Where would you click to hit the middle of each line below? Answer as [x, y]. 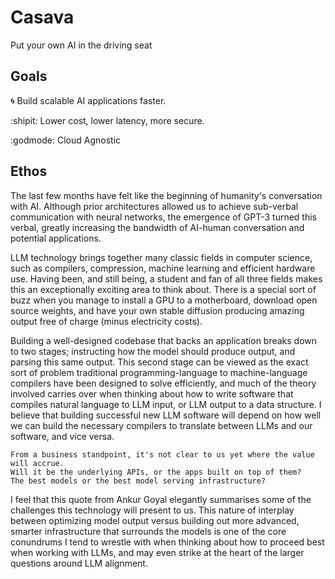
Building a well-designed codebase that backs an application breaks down [164, 340]
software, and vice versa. [62, 436]
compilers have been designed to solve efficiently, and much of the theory [163, 383]
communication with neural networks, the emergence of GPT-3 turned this [163, 217]
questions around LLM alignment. [79, 563]
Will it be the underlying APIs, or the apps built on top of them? [156, 472]
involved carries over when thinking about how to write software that [152, 393]
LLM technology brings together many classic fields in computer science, [161, 257]
